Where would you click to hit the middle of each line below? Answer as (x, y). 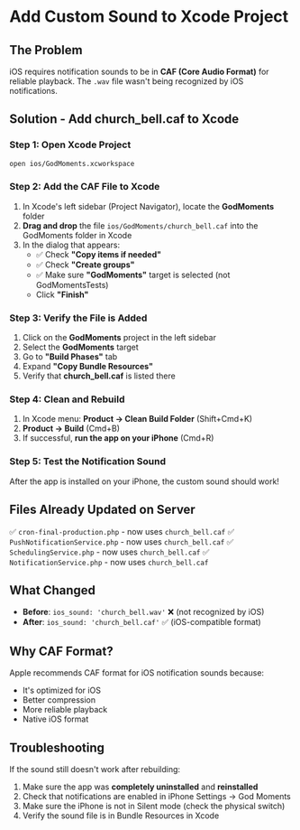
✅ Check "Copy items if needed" (99, 254)
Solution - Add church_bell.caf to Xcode (124, 119)
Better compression (59, 700)
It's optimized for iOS (62, 690)
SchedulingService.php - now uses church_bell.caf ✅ (109, 552)
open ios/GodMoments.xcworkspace (72, 163)
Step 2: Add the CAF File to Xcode (85, 187)
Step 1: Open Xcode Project (70, 145)
